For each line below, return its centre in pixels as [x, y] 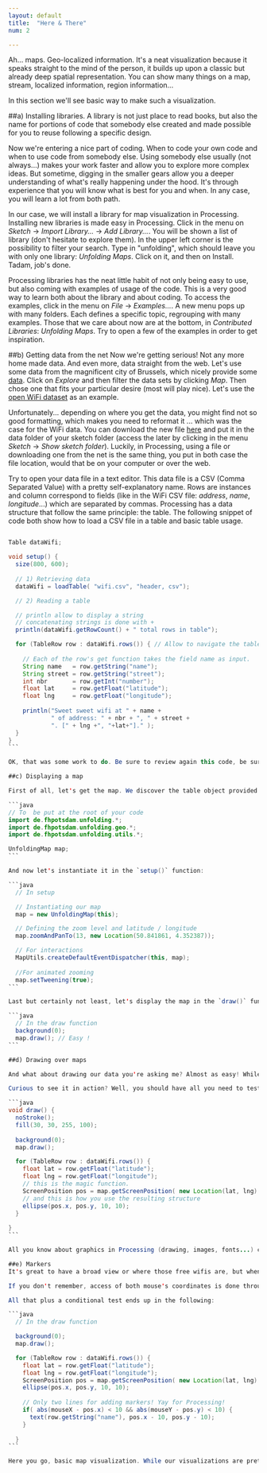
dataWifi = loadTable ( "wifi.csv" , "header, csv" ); [103, 586]
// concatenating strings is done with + [85, 622]
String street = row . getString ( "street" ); [94, 674]
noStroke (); [35, 1118]
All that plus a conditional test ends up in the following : [112, 1301]
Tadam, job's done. [40, 265]
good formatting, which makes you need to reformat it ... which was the [125, 421]
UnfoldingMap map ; [39, 849]
